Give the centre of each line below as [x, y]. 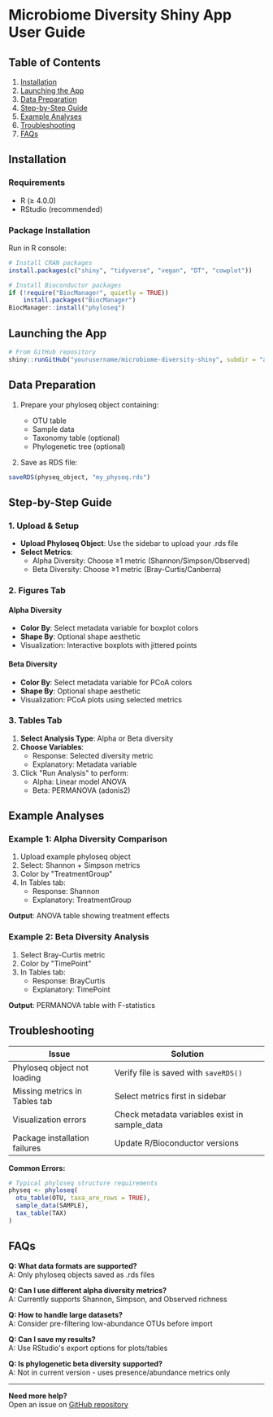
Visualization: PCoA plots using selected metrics [101, 699]
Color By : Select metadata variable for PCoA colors [106, 682]
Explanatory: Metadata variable [84, 764]
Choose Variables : [52, 746]
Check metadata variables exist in [179, 1114]
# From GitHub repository [52, 352]
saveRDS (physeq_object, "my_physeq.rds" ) [80, 477]
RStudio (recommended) [61, 209]
